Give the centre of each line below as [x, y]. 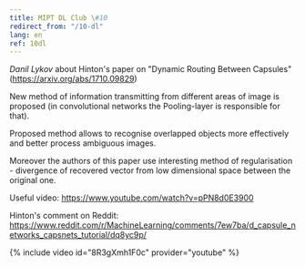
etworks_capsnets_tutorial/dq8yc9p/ [78, 235]
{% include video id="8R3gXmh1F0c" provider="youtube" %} [124, 252]
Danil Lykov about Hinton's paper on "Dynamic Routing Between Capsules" [151, 69]
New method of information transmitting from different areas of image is [145, 97]
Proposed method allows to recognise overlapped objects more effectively [149, 134]
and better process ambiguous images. [83, 143]
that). [20, 116]
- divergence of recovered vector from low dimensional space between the [150, 170]
